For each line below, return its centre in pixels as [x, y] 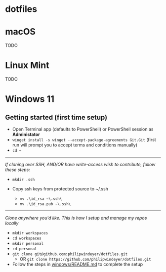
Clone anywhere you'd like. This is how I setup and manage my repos [76, 218]
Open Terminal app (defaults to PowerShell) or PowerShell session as [83, 129]
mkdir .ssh [23, 180]
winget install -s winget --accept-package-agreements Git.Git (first [84, 140]
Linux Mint [27, 66]
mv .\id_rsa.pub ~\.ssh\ [45, 204]
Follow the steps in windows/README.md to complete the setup [78, 264]
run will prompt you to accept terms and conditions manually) [75, 145]
